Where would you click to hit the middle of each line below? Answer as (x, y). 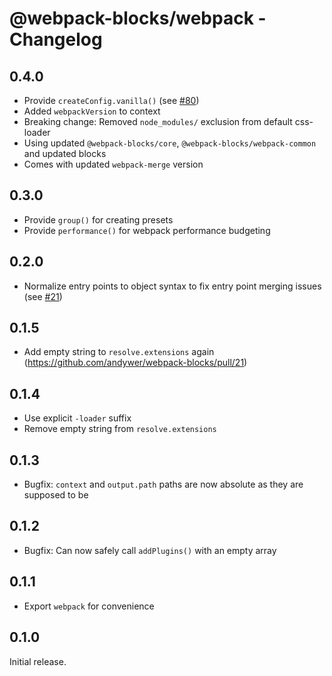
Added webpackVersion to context (92, 111)
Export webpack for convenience (89, 606)
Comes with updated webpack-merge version (113, 164)
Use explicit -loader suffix (77, 418)
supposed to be (56, 495)
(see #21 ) (43, 296)
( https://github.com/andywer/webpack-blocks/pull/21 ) (135, 363)
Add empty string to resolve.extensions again (119, 352)
